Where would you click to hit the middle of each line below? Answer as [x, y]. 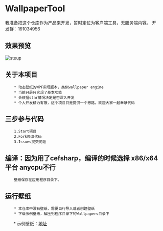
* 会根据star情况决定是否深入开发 [44, 98]
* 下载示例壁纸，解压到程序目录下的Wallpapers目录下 [62, 214]
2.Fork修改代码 [28, 137]
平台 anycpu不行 [30, 167]
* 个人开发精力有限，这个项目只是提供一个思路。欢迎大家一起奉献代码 [74, 103]
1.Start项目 [25, 131]
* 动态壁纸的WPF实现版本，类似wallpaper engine [59, 87]
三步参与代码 [24, 119]
